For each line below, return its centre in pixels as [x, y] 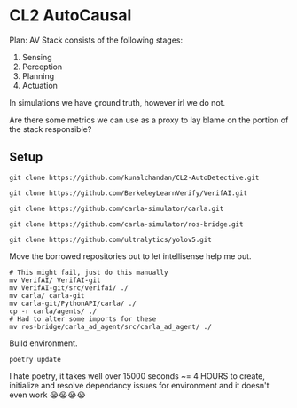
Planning [38, 75]
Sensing [37, 57]
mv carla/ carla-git [47, 295]
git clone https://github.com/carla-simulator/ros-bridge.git [126, 224]
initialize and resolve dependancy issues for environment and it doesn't [139, 385]
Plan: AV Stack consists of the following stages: [96, 40]
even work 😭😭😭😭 [47, 395]
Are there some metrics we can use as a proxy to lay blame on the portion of [149, 120]
